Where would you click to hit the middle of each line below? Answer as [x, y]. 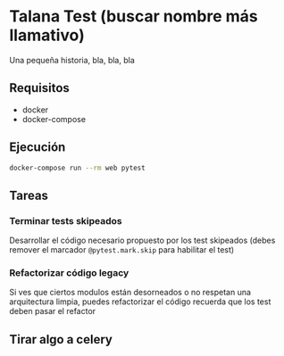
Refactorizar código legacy [69, 273]
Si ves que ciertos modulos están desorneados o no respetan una [130, 293]
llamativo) [47, 35]
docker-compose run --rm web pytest [77, 168]
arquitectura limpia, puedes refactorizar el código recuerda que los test [140, 302]
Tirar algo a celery [61, 339]
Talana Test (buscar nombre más [134, 17]
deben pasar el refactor [53, 311]
